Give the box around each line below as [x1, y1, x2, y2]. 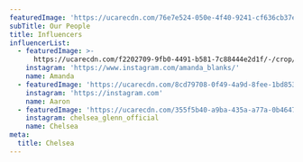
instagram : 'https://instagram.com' [25, 88, 164, 97]
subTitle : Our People [9, 22, 91, 31]
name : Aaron [25, 96, 70, 106]
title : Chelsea [17, 139, 75, 148]
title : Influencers [9, 30, 83, 39]
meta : [9, 130, 30, 139]
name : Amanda [25, 72, 75, 81]
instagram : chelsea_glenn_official [25, 113, 160, 122]
